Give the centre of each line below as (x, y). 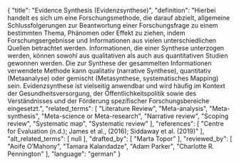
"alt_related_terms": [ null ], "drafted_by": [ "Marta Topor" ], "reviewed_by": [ (120, 139)
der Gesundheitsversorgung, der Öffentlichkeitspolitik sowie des (102, 93)
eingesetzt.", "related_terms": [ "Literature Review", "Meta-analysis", (108, 108)
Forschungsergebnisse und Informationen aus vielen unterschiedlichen (112, 41)
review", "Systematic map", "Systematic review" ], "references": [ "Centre (116, 123)
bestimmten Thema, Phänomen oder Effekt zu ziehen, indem (96, 33)
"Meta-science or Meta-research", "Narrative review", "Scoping (135, 116)
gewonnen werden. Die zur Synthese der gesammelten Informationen (110, 63)
